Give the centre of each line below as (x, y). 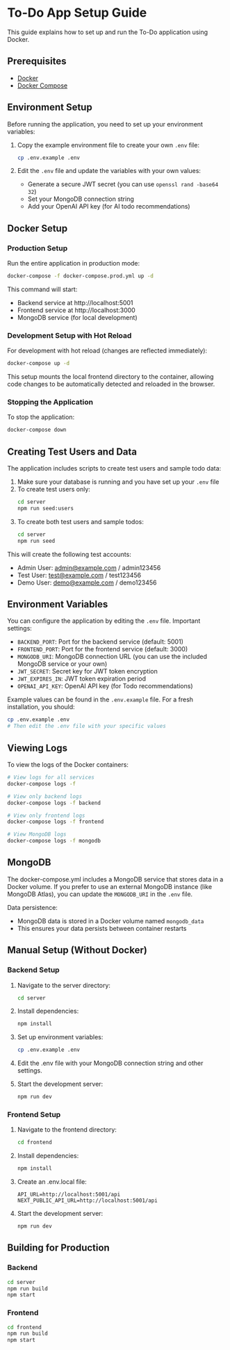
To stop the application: (41, 417)
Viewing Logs (38, 748)
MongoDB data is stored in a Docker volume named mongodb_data (110, 921)
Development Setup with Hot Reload (69, 335)
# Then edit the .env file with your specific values (87, 726)
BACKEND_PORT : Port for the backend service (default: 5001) (100, 642)
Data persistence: (32, 907)
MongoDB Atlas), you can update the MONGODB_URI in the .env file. (100, 894)
